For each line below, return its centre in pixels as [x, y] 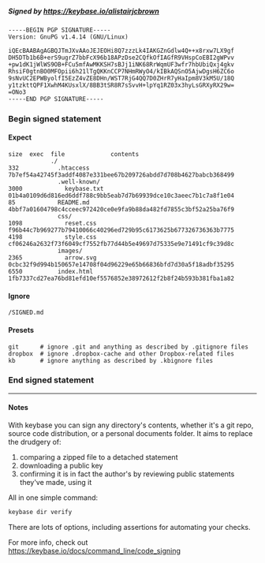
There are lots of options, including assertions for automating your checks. [129, 527]
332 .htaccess [49, 168]
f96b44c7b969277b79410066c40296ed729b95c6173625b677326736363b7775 [121, 230]
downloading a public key [61, 466]
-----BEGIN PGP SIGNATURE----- [60, 30]
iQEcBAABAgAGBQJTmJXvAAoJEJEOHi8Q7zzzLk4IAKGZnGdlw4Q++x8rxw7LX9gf [121, 50]
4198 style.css [52, 237]
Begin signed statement [55, 118]
